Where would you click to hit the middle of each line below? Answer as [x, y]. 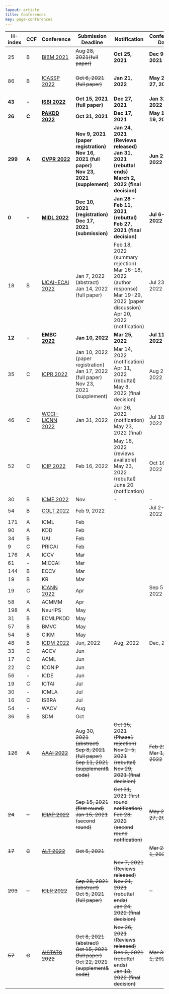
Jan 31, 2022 [92, 420]
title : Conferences [26, 15]
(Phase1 [124, 737]
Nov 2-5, [125, 750]
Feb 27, [123, 224]
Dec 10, [85, 202]
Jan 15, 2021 [92, 815]
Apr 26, [123, 408]
